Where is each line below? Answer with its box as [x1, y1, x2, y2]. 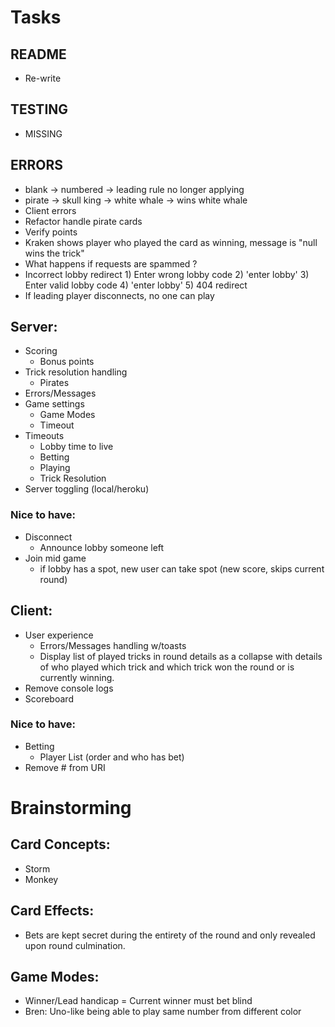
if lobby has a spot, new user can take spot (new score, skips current [39, 562, 325, 575]
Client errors [24, 204, 77, 216]
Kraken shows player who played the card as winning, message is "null [24, 236, 318, 248]
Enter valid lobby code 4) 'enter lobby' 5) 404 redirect [24, 279, 248, 291]
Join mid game [24, 552, 87, 564]
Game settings [24, 398, 85, 410]
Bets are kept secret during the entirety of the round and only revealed [24, 929, 316, 941]
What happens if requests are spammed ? [24, 257, 198, 270]
